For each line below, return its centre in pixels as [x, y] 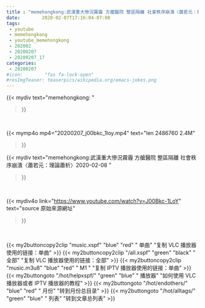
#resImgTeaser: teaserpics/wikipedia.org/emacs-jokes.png [81, 80]
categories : [21, 63]
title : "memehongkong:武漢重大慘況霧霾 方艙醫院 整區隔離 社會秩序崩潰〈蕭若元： [102, 12]
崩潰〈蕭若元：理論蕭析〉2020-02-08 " [61, 165]
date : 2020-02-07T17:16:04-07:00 [59, 18]
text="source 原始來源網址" [41, 208]
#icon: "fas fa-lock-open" [50, 75]
